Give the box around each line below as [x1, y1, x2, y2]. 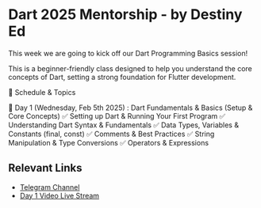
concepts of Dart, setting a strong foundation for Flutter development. [8, 72, 236, 81]
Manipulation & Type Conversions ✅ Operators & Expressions [8, 138, 209, 147]
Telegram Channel [19, 182, 80, 191]
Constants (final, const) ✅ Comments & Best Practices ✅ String [8, 129, 215, 138]
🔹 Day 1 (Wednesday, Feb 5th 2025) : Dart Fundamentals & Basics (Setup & [8, 103, 253, 112]
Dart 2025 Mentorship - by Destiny [8, 6, 243, 24]
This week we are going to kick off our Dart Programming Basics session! [8, 48, 248, 58]
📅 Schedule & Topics [8, 87, 76, 96]
